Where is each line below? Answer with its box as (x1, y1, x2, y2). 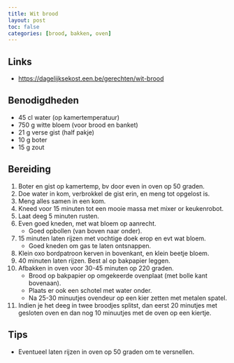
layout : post (8, 17, 46, 24)
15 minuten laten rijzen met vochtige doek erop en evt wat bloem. (17, 234, 207, 242)
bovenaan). (28, 278, 61, 287)
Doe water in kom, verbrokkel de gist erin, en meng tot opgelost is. (17, 189, 210, 198)
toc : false (8, 23, 40, 30)
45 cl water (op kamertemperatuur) (17, 113, 120, 121)
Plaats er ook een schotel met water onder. (28, 286, 152, 294)
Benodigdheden (8, 95, 80, 107)
